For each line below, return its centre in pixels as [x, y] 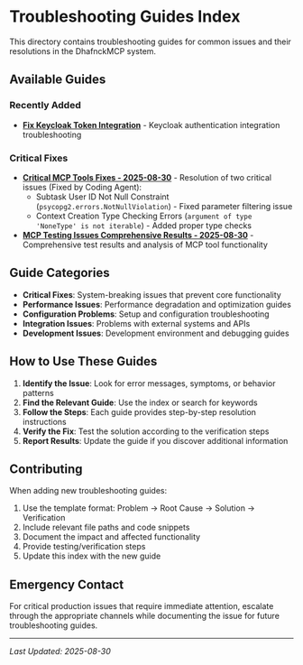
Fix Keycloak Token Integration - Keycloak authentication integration [151, 125]
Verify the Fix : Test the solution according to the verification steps [146, 431]
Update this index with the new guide [92, 556]
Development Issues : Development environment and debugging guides [156, 333]
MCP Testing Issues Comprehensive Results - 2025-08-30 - [138, 235]
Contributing [46, 469]
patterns [38, 393]
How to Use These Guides [83, 361]
